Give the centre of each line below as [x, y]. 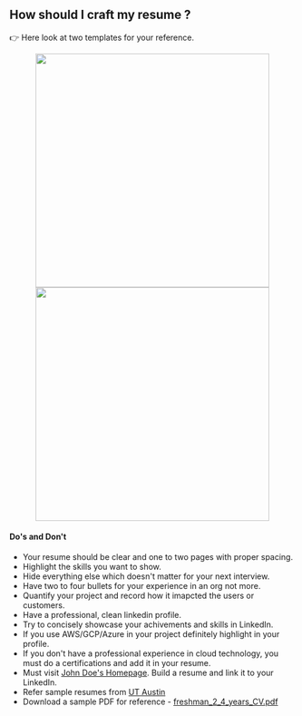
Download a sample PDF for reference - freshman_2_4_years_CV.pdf [150, 701]
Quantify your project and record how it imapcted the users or [138, 596]
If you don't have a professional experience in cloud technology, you [151, 653]
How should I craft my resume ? [100, 15]
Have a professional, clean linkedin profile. [102, 615]
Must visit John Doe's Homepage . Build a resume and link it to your [148, 673]
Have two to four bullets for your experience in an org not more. [141, 586]
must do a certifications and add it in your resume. [117, 663]
